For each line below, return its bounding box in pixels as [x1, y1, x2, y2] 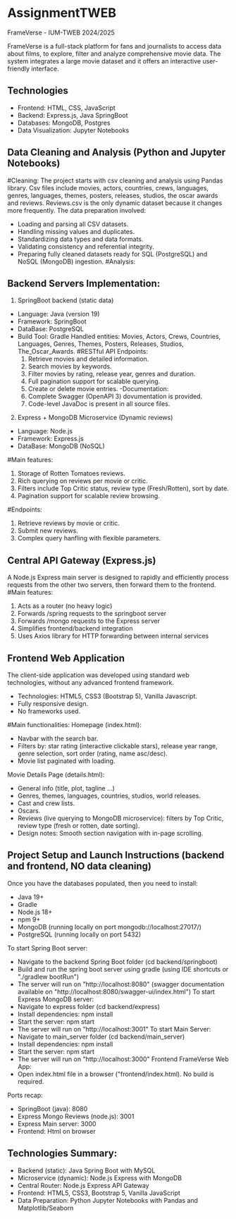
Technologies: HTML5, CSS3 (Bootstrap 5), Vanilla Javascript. [17, 692, 198, 700]
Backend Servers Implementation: [7, 277, 161, 290]
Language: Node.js [17, 427, 73, 435]
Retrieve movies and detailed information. [27, 354, 149, 364]
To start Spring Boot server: [7, 943, 88, 952]
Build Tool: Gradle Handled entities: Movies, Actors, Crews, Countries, [17, 333, 221, 341]
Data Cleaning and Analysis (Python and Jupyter [7, 147, 226, 159]
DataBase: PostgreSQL [17, 325, 85, 333]
